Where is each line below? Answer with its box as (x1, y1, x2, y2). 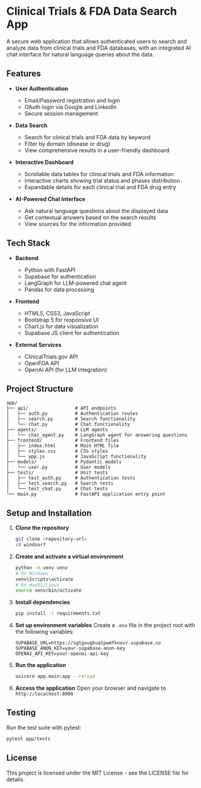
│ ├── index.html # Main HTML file (6, 443, 119, 449)
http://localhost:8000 (15, 691, 74, 697)
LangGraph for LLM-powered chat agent (24, 279, 127, 287)
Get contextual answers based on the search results (24, 214, 156, 221)
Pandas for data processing (24, 285, 94, 293)
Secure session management (24, 109, 98, 117)
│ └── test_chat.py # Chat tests (6, 486, 108, 492)
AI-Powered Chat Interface (15, 195, 86, 203)
